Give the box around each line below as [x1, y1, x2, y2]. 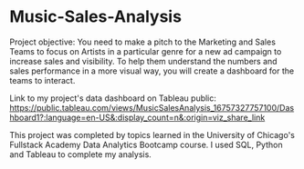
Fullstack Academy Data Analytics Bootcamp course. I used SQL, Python [9, 139, 283, 150]
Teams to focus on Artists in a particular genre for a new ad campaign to [9, 45, 282, 56]
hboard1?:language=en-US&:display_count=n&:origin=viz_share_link [9, 112, 266, 123]
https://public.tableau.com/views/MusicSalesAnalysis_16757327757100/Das [9, 102, 295, 113]
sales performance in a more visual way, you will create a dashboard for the [9, 65, 295, 76]
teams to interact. [9, 75, 76, 85]
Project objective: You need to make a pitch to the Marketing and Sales [9, 36, 277, 47]
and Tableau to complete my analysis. [9, 148, 152, 160]
